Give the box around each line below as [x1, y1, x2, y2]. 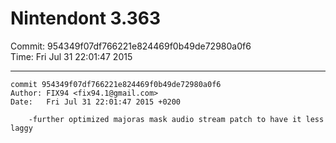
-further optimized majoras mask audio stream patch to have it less [28, 114, 325, 124]
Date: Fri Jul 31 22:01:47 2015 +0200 [10, 97, 182, 107]
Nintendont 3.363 [10, 7, 162, 30]
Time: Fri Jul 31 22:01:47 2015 [10, 50, 133, 62]
